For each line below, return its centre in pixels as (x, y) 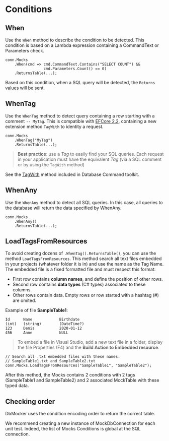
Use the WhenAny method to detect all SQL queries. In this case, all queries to (84, 202)
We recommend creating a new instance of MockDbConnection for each (80, 423)
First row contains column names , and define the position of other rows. (88, 279)
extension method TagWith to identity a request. (55, 127)
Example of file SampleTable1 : (36, 310)
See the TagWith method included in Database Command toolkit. (72, 174)
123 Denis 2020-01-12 (44, 329)
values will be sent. (25, 88)
